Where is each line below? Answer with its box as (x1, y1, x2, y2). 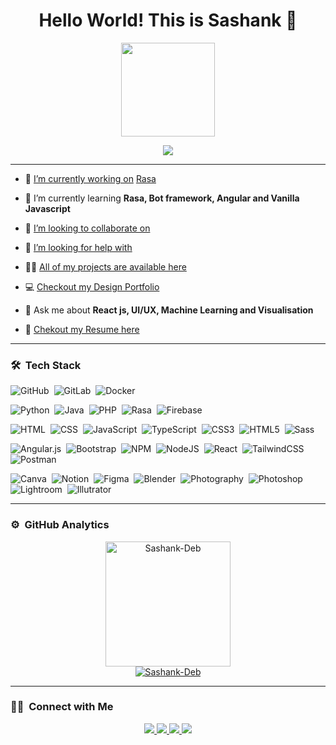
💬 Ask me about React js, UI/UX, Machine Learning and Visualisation (24, 304, 314, 316)
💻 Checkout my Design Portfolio (24, 280, 160, 293)
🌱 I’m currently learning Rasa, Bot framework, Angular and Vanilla (24, 192, 300, 204)
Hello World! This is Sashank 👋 (38, 9, 298, 32)
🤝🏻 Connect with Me (10, 700, 114, 714)
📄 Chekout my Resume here (24, 323, 140, 335)
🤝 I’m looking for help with (24, 241, 133, 253)
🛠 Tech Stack (10, 358, 82, 372)
